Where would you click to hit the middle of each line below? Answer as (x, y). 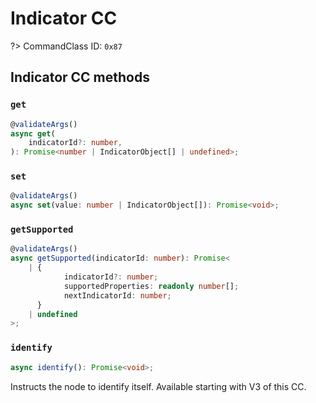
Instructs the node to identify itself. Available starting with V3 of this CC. (158, 386)
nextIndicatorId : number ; (117, 295)
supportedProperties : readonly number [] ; (151, 286)
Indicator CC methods (80, 77)
